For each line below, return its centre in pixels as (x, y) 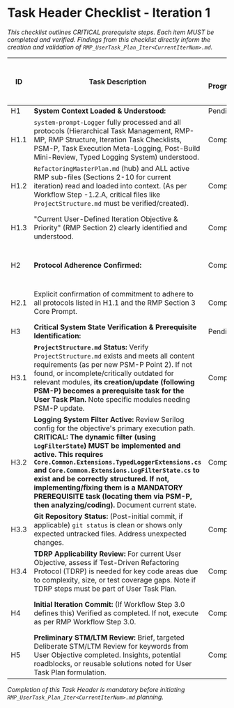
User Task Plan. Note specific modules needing (112, 399)
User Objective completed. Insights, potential (107, 655)
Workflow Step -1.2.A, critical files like (97, 195)
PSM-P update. (59, 408)
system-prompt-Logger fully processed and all (107, 122)
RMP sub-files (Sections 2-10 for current (102, 177)
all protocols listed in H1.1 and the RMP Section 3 (115, 303)
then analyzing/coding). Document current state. (115, 505)
